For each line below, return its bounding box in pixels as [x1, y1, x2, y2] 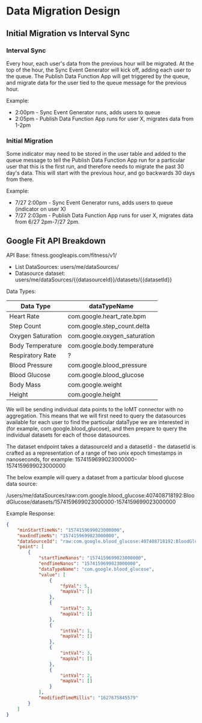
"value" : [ [38, 571, 66, 578]
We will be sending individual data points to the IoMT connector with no [6, 405, 184, 413]
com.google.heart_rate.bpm [67, 312, 146, 320]
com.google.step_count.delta [67, 322, 150, 330]
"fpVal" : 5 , [60, 583, 90, 589]
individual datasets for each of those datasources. [6, 431, 130, 438]
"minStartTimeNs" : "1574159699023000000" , [17, 527, 125, 533]
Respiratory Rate [9, 351, 57, 359]
